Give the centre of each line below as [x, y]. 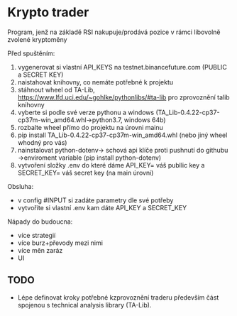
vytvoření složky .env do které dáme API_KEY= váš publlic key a [111, 165]
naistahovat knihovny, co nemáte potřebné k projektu [95, 82]
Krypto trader [48, 12]
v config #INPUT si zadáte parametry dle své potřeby [95, 200]
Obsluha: [21, 186]
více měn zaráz [40, 250]
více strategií [37, 235]
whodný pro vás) [42, 142]
